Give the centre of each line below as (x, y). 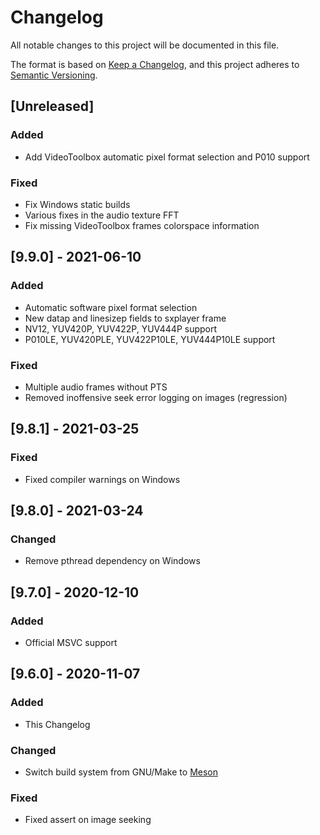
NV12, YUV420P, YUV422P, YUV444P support (121, 328)
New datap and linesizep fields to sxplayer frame (125, 318)
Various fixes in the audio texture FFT (102, 215)
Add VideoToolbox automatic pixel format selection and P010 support (167, 157)
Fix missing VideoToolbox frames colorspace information (142, 225)
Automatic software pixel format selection (111, 307)
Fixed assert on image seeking (88, 820)
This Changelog (57, 724)
